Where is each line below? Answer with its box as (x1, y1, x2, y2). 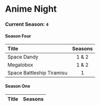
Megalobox (7, 62, 33, 68)
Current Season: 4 (5, 21, 49, 28)
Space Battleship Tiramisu (7, 69, 67, 76)
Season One (5, 83, 31, 89)
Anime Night (5, 3, 57, 15)
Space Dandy (7, 54, 39, 61)
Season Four (5, 33, 32, 39)
